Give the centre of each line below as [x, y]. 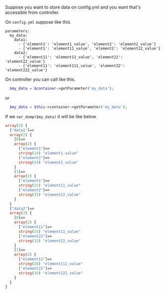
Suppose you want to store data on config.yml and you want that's [73, 7]
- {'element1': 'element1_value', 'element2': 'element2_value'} [87, 44]
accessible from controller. [32, 12]
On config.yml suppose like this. [38, 22]
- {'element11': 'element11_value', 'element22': [70, 57]
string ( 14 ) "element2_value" [48, 162]
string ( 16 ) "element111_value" [51, 264]
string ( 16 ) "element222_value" [51, 273]
